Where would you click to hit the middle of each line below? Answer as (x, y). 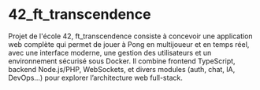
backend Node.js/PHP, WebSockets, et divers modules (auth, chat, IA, (122, 69)
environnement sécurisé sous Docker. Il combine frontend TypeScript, (122, 61)
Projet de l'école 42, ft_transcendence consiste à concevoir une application (131, 36)
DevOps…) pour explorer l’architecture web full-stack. (95, 77)
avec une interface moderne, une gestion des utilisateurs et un (110, 52)
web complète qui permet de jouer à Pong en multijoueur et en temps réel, (129, 44)
